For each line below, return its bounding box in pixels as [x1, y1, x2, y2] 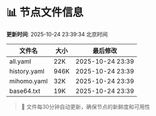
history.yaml [9, 67, 44, 75]
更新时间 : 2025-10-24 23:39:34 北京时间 [6, 30, 108, 38]
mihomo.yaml [9, 77, 48, 85]
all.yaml [9, 57, 32, 66]
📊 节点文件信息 [6, 5, 84, 19]
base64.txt [9, 86, 41, 95]
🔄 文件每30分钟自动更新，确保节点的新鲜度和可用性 [21, 103, 151, 110]
